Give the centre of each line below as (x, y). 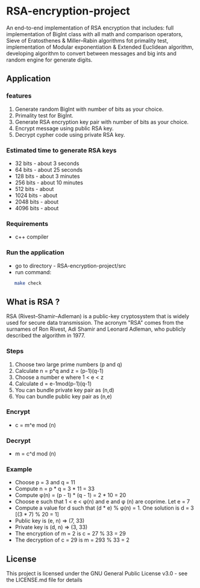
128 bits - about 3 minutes (47, 176)
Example (19, 469)
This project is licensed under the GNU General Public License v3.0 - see (97, 574)
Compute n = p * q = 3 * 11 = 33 (55, 489)
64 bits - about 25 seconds (49, 169)
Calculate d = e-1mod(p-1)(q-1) (53, 383)
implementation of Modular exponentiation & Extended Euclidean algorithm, (100, 47)
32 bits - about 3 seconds (47, 163)
